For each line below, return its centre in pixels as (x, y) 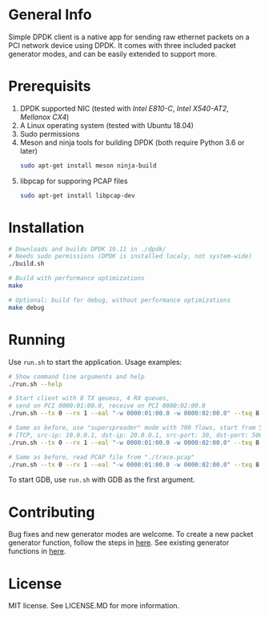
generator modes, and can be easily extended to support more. (113, 54)
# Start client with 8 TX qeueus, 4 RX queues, (89, 399)
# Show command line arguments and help (77, 377)
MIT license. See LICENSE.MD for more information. (94, 606)
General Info (50, 15)
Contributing (52, 512)
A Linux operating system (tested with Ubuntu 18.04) (107, 125)
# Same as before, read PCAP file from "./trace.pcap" (102, 457)
